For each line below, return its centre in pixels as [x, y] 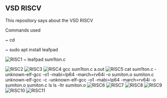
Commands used [23, 30]
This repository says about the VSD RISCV [49, 20]
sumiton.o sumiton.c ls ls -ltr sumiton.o [46, 85]
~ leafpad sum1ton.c [45, 59]
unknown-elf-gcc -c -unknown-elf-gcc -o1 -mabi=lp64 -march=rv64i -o [80, 79]
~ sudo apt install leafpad [32, 49]
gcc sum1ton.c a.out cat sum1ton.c [108, 69]
